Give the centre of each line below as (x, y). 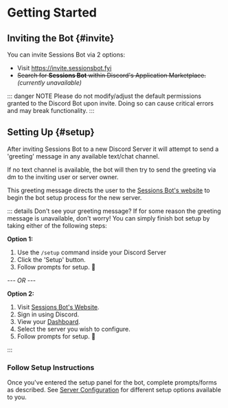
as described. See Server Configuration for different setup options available (114, 390)
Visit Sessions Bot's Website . (58, 307)
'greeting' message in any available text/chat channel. (83, 156)
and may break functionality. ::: (51, 111)
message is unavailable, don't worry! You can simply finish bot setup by (109, 218)
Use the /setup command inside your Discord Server (92, 252)
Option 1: (20, 238)
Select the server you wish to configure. (73, 329)
